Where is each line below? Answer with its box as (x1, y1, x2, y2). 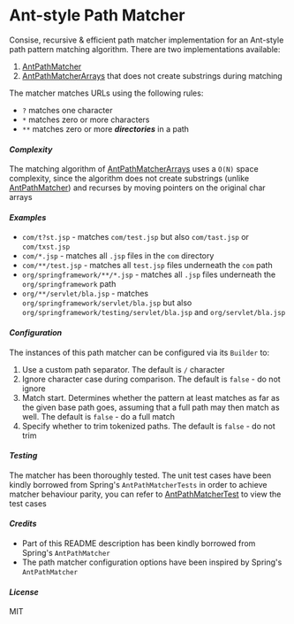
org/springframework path (21, 279, 117, 289)
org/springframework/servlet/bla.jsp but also (21, 297, 192, 308)
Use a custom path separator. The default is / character (21, 364, 225, 374)
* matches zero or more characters (21, 114, 150, 125)
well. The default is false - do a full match (21, 411, 175, 421)
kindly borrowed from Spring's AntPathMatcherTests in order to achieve (9, 479, 268, 489)
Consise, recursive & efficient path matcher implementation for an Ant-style (9, 35, 284, 45)
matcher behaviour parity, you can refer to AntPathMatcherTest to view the (9, 489, 282, 499)
